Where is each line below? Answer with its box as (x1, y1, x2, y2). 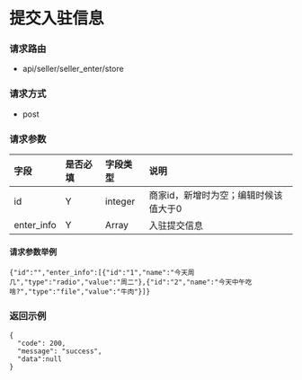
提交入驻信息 (9, 8, 105, 29)
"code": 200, (17, 339, 67, 348)
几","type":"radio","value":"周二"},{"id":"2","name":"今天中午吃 (9, 278, 253, 287)
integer (104, 195, 136, 208)
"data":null (17, 354, 63, 364)
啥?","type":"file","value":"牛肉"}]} (9, 287, 151, 296)
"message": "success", (17, 347, 102, 356)
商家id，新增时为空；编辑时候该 (148, 190, 283, 202)
